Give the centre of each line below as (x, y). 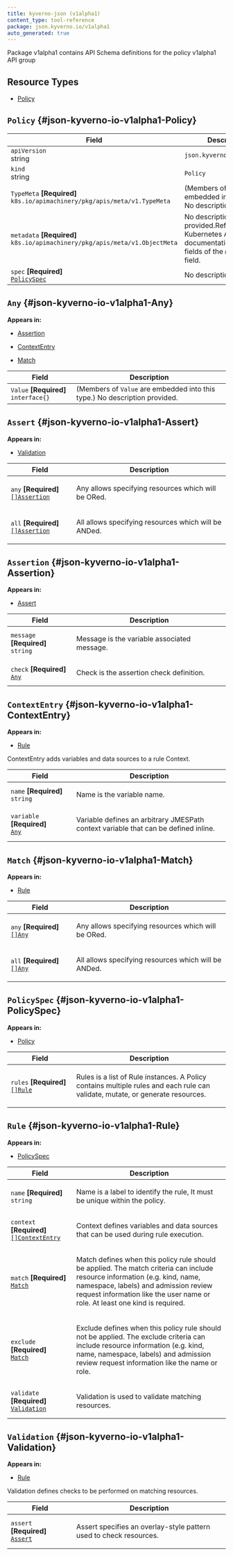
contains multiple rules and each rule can (143, 1085)
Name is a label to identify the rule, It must (145, 1192)
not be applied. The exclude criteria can (141, 1337)
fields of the (204, 251)
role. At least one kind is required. (130, 1303)
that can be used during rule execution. (140, 1234)
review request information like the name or (147, 1362)
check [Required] (38, 669)
